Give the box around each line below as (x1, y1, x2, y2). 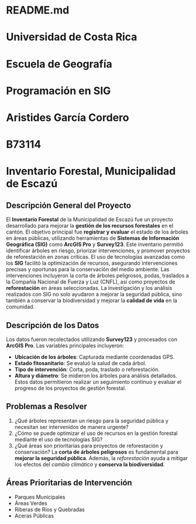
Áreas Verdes (14, 499, 48, 506)
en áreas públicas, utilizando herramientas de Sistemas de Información (6, 235, 180, 242)
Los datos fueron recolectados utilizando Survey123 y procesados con (6, 336, 177, 343)
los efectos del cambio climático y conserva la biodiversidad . (14, 461, 165, 468)
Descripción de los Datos (6, 320, 99, 330)
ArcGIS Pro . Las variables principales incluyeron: (6, 342, 125, 349)
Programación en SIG (6, 84, 111, 97)
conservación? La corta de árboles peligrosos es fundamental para (14, 448, 178, 455)
